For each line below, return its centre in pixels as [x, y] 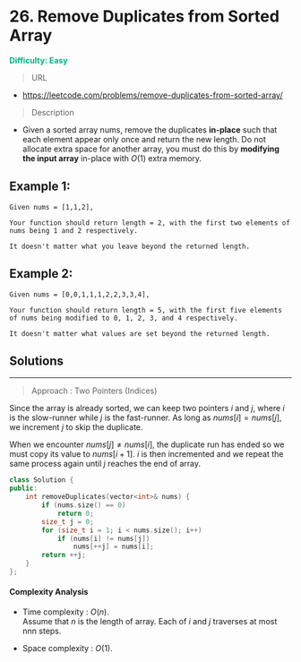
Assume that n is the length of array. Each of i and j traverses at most [150, 622]
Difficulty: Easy [39, 60]
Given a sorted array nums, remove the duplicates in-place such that [150, 129]
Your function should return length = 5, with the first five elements [146, 310]
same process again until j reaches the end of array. [105, 464]
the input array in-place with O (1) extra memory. [112, 158]
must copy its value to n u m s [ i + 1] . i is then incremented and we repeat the [146, 454]
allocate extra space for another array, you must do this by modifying [151, 149]
